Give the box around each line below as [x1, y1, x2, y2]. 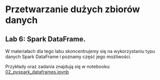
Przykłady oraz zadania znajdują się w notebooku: [5, 64, 111, 69]
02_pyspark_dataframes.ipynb [5, 69, 69, 75]
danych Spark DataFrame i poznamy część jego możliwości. [5, 54, 131, 60]
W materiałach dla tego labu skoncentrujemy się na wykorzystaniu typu [5, 48, 155, 54]
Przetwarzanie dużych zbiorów [5, 4, 140, 15]
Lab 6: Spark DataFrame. [5, 35, 86, 43]
